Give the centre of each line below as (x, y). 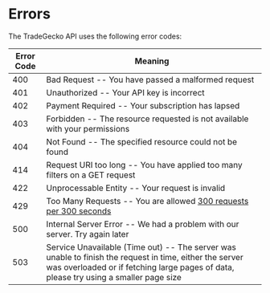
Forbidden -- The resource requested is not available (147, 119)
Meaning (152, 61)
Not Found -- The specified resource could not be (142, 141)
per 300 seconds (79, 211)
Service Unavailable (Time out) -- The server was (141, 247)
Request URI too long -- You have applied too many (144, 165)
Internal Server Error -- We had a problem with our (143, 224)
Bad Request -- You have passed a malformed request (150, 79)
